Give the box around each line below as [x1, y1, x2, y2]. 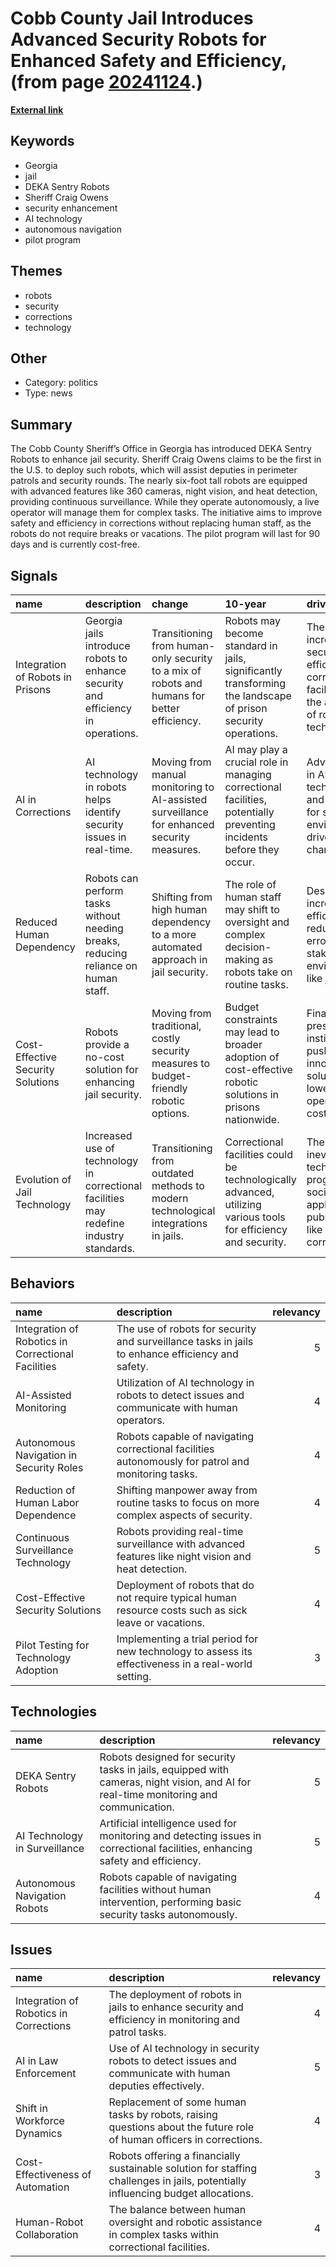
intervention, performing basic [99, 1895, 242, 1909]
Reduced [15, 915, 58, 929]
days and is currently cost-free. [10, 538, 140, 551]
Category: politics [24, 377, 98, 389]
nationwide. [224, 1113, 280, 1126]
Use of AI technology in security [108, 2042, 260, 2056]
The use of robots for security [116, 1322, 257, 1336]
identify [84, 805, 122, 819]
